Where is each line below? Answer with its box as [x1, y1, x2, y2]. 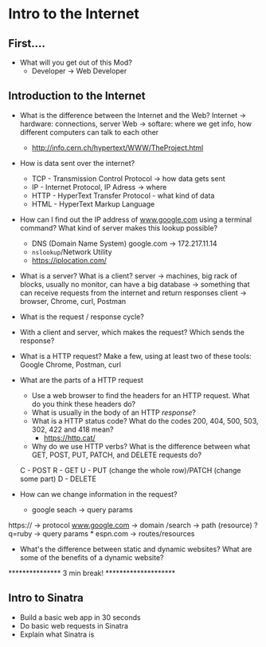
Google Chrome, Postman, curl [19, 360, 122, 369]
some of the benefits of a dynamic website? [19, 552, 164, 562]
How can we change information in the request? [19, 489, 178, 499]
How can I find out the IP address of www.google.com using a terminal [19, 215, 252, 224]
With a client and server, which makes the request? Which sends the [19, 327, 245, 337]
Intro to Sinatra [8, 591, 84, 605]
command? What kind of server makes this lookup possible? [19, 223, 217, 232]
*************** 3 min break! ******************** [8, 568, 176, 578]
